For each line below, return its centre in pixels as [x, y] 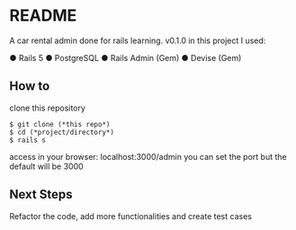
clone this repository [47, 108]
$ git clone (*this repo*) [60, 124]
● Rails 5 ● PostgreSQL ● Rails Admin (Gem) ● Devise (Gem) [126, 57]
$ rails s [28, 140]
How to [30, 86]
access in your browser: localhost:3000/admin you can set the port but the [148, 156]
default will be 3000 [46, 166]
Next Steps [41, 195]
